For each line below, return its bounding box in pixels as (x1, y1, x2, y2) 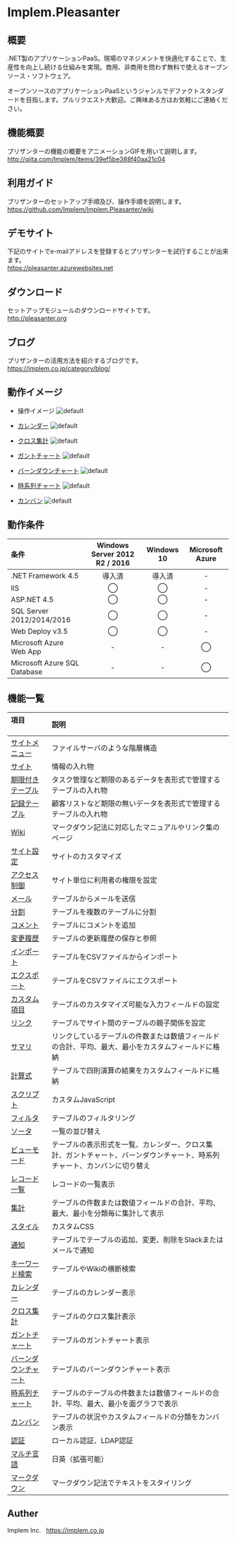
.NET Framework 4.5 (11, 570, 79, 580)
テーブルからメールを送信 (51, 893, 136, 903)
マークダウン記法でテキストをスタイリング (51, 1478, 192, 1487)
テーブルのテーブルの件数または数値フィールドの (51, 1388, 213, 1398)
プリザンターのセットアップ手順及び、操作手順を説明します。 (7, 197, 185, 205)
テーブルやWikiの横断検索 (51, 1263, 136, 1273)
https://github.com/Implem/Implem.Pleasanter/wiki (7, 205, 155, 214)
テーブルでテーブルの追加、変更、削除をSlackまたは (51, 1234, 224, 1244)
